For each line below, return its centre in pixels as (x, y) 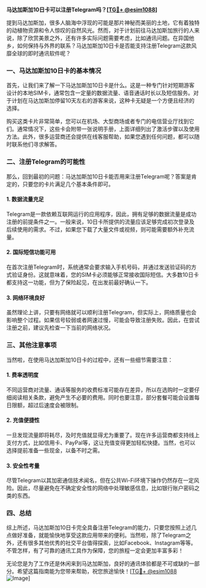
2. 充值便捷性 (23, 420)
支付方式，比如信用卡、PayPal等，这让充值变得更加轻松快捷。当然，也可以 (101, 443)
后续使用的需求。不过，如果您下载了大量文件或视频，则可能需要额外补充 (97, 229)
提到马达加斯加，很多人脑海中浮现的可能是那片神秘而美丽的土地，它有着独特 (103, 23)
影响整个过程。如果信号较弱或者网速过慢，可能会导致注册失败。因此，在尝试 (103, 320)
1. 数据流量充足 (25, 199)
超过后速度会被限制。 (54, 405)
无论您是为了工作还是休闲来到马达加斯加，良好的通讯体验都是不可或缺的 (97, 563)
